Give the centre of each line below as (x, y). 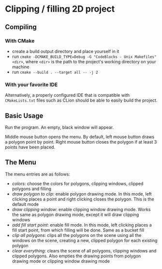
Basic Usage (24, 116)
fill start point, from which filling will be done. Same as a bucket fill (78, 230)
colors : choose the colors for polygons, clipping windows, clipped (78, 183)
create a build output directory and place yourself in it (66, 51)
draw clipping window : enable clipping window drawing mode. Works (81, 209)
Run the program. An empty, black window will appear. (59, 127)
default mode (25, 204)
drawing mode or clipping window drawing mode (61, 261)
